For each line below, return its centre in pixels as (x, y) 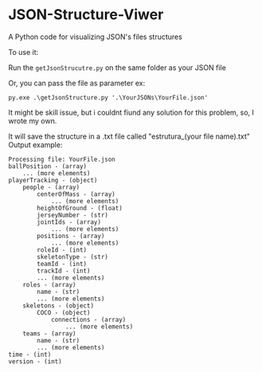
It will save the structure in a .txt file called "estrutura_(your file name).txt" (129, 136)
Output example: (35, 144)
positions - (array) (71, 236)
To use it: (23, 52)
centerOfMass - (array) (76, 194)
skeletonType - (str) (73, 256)
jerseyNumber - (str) (73, 215)
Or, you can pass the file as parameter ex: (77, 83)
